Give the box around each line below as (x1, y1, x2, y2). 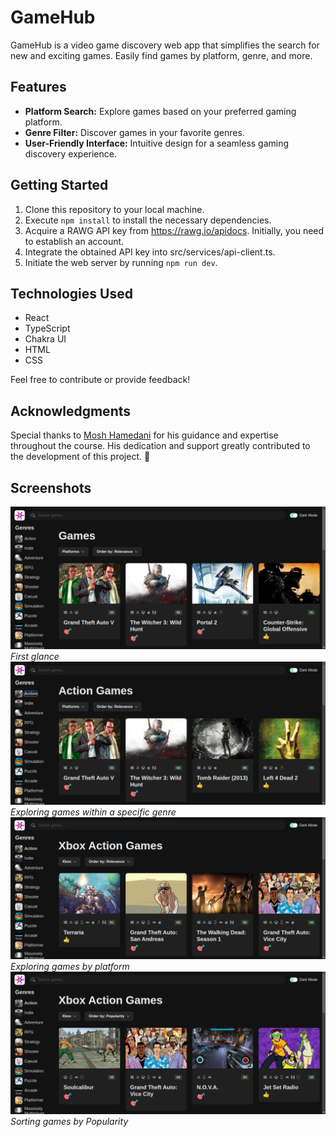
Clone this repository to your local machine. (24, 203, 205, 215)
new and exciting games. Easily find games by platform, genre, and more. (10, 49, 313, 61)
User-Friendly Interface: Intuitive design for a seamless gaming (24, 137, 290, 149)
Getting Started (10, 177, 109, 194)
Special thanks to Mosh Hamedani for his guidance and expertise (10, 429, 279, 441)
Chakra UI (24, 333, 67, 345)
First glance (10, 651, 60, 663)
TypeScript (24, 322, 71, 335)
